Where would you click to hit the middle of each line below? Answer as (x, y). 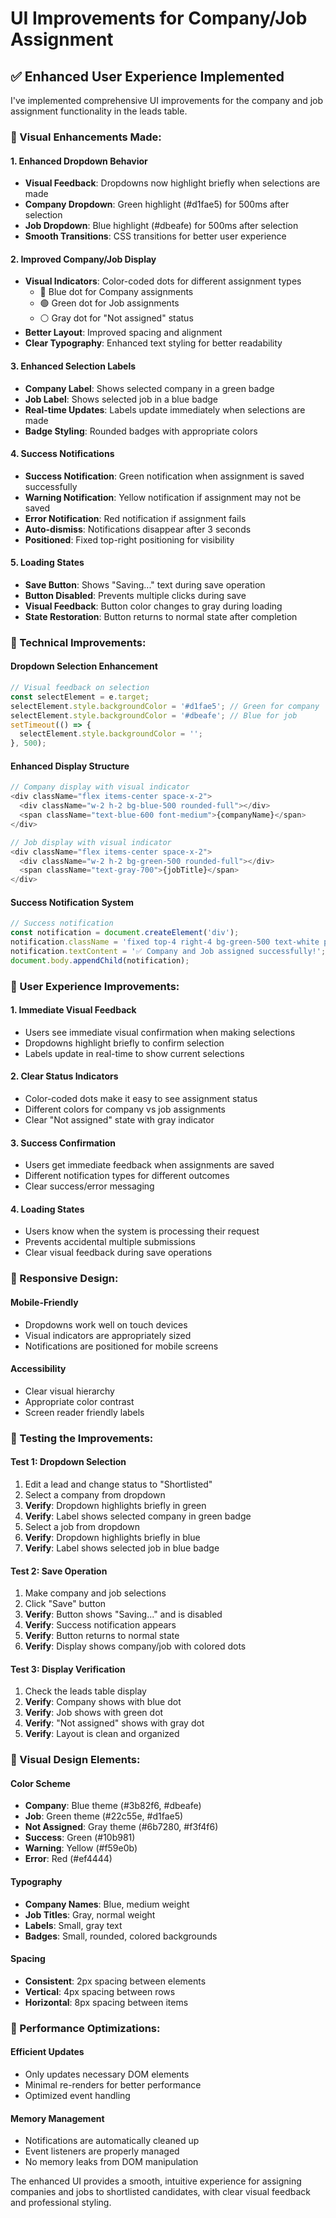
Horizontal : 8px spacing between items (106, 2002)
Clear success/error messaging (89, 1186)
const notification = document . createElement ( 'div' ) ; (125, 933)
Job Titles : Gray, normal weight (90, 1914)
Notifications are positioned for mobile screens (121, 1346)
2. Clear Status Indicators (64, 1076)
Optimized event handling (77, 2095)
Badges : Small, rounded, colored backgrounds (121, 1936)
